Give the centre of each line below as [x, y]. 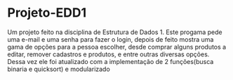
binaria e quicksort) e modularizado [59, 69]
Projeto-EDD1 [47, 13]
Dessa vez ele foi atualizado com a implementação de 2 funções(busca [111, 61]
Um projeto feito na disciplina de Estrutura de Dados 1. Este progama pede [115, 32]
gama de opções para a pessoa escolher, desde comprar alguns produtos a [117, 47]
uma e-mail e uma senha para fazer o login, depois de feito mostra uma [111, 39]
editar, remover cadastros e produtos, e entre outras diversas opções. [108, 54]
